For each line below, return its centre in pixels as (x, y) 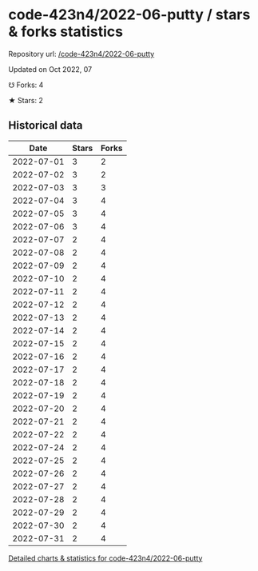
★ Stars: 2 (26, 100)
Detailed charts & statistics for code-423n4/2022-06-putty (105, 558)
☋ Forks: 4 (26, 85)
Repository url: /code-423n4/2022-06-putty (81, 54)
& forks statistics (66, 32)
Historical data (46, 126)
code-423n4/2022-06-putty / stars (129, 15)
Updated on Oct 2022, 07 (50, 69)
